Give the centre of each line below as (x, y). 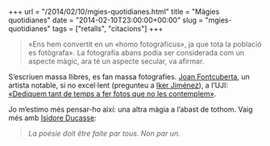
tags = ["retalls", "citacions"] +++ (108, 28)
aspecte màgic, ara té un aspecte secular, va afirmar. (116, 61)
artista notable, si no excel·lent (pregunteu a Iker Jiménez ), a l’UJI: (118, 85)
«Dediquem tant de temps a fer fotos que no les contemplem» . (112, 94)
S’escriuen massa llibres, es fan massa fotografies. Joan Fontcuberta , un (129, 77)
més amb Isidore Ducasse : (52, 118)
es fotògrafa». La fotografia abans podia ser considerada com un (136, 53)
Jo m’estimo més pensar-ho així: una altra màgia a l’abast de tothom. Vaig (131, 109)
